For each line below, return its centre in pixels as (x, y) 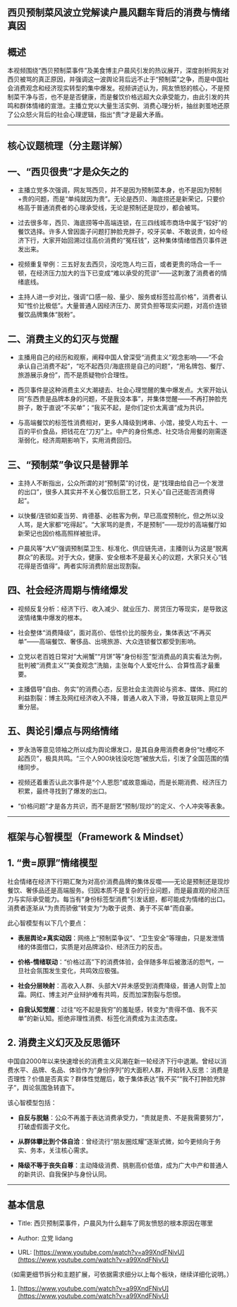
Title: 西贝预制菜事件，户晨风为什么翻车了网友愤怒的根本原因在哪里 (115, 1223)
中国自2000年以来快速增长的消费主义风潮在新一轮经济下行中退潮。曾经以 (114, 1061)
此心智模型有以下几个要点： (48, 923)
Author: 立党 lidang (45, 1239)
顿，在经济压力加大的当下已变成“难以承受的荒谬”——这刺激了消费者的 (119, 273)
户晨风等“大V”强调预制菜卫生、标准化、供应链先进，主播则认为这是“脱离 (122, 549)
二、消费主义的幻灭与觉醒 (63, 339)
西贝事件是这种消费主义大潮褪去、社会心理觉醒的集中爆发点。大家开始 (120, 390)
